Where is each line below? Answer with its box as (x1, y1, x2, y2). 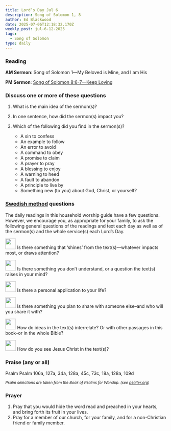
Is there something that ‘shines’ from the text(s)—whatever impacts (17, 244, 159, 251)
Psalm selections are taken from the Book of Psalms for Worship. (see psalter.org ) (5, 380, 150, 385)
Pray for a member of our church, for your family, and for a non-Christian (12, 415, 166, 421)
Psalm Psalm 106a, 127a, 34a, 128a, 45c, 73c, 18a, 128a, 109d (5, 370, 134, 376)
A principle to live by (20, 182, 64, 188)
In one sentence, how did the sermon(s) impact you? (12, 114, 124, 120)
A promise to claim (20, 155, 60, 161)
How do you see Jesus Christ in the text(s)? (17, 346, 109, 352)
